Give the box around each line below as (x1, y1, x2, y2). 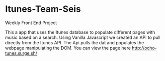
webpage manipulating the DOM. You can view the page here (5, 45, 131, 51)
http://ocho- (131, 45, 157, 51)
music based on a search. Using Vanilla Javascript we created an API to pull (5, 34, 161, 40)
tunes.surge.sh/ (5, 50, 37, 56)
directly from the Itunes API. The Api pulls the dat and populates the (5, 39, 144, 45)
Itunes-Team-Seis (5, 3, 81, 15)
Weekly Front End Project (5, 20, 57, 26)
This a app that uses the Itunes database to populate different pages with (5, 29, 155, 35)
